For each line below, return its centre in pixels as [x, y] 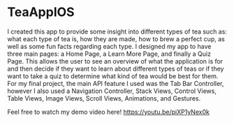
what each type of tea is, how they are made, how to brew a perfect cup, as [116, 38]
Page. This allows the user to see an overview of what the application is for [115, 61]
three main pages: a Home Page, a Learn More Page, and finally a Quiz [109, 54]
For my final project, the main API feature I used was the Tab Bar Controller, [116, 83]
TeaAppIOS [41, 12]
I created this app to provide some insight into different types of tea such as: [117, 31]
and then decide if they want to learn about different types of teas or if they [116, 68]
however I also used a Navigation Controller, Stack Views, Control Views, [112, 91]
